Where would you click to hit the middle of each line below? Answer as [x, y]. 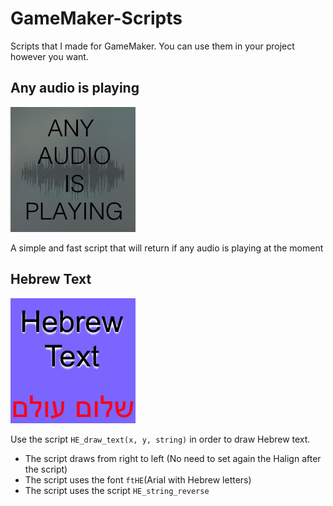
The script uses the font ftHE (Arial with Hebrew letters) [138, 479]
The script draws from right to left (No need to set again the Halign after [173, 458]
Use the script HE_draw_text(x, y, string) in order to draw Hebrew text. [160, 439]
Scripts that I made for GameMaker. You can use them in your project [152, 46]
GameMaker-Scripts [96, 18]
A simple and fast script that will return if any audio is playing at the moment [167, 248]
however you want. [49, 56]
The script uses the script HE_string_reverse [117, 490]
